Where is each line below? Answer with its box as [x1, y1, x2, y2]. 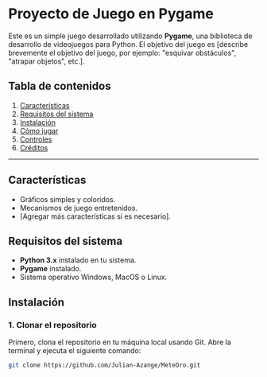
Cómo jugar [19, 126, 59, 135]
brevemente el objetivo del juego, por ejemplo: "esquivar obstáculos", [8, 48, 237, 57]
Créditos [19, 142, 48, 152]
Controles [19, 134, 52, 144]
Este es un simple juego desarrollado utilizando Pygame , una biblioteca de [8, 31, 253, 41]
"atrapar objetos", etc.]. [8, 56, 85, 66]
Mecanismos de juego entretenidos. [19, 203, 137, 212]
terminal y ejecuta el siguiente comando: [8, 346, 141, 356]
